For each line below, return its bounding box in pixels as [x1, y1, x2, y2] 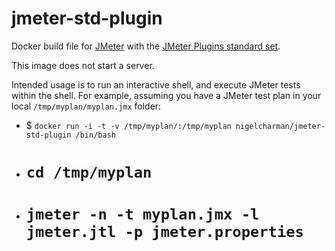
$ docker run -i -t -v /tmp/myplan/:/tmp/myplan [25, 119, 232, 131]
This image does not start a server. [11, 59, 155, 71]
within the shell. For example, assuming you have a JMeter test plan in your [11, 89, 322, 101]
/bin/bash [75, 130, 116, 140]
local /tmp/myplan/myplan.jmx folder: [11, 100, 162, 112]
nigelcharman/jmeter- [235, 121, 326, 131]
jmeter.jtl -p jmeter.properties [25, 223, 304, 242]
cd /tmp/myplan [25, 163, 153, 182]
